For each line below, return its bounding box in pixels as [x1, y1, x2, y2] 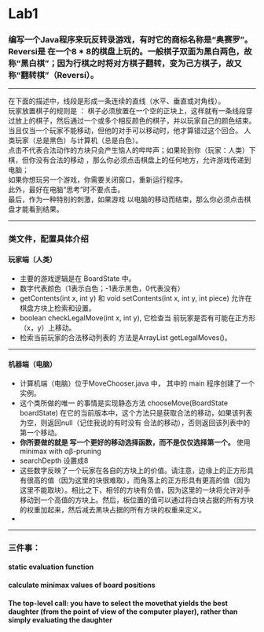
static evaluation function [8, 562, 94, 571]
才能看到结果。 [14, 205, 64, 214]
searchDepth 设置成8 [19, 456, 89, 465]
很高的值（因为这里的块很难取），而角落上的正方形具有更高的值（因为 [26, 475, 251, 485]
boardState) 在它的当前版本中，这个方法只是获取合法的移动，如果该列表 [19, 408, 253, 417]
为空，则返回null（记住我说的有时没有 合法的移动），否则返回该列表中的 [19, 418, 251, 427]
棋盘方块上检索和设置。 [19, 303, 96, 312]
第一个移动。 [19, 427, 61, 437]
